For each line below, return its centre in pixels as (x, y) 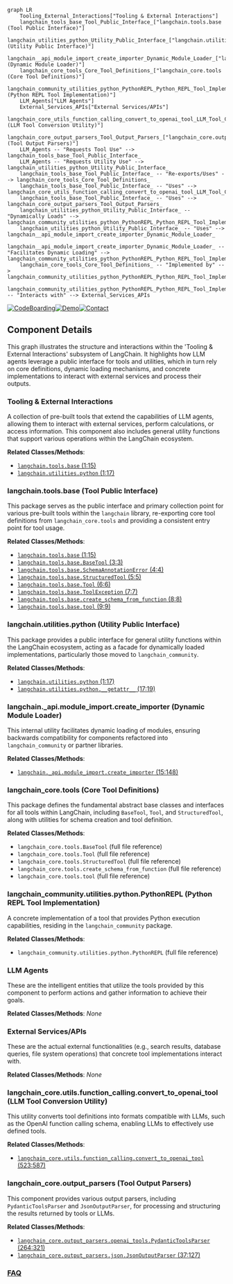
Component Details (50, 330)
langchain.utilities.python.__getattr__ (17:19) (86, 688)
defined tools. (27, 1131)
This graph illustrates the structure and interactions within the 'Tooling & (110, 346)
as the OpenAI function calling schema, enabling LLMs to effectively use (110, 1124)
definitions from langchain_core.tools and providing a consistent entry (109, 521)
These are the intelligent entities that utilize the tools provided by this (106, 985)
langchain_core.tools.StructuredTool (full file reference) (99, 862)
